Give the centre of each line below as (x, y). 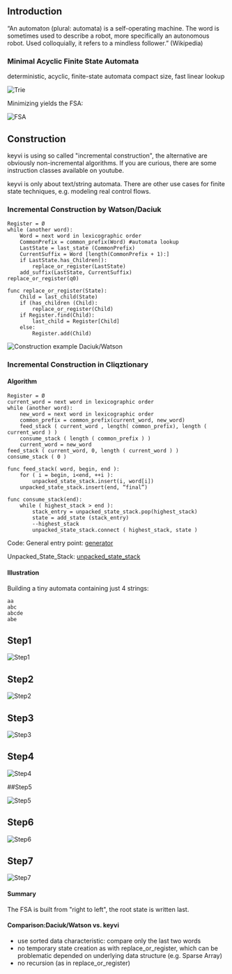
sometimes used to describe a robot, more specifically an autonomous (108, 36)
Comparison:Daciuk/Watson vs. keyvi (63, 925)
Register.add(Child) (62, 334)
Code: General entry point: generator (60, 543)
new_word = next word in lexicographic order (87, 414)
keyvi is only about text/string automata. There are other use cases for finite (116, 183)
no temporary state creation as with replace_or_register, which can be (117, 948)
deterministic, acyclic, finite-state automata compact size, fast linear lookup (116, 77)
